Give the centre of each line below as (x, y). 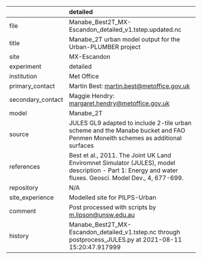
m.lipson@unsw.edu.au (102, 215)
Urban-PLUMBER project (105, 47)
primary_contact (32, 86)
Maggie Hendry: (92, 96)
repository (24, 188)
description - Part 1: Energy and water (124, 170)
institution (23, 76)
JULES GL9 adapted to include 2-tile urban (130, 123)
